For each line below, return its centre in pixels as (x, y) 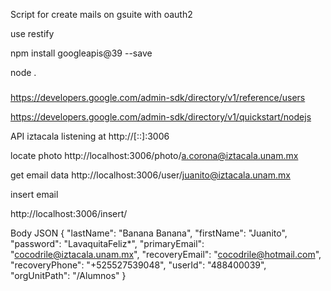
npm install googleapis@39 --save (81, 53)
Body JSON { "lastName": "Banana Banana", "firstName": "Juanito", (149, 233)
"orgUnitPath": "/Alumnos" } (68, 275)
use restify (32, 33)
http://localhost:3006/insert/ (69, 213)
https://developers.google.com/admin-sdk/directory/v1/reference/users (158, 97)
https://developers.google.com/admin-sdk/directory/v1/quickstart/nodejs (161, 116)
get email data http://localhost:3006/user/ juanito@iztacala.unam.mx (150, 175)
